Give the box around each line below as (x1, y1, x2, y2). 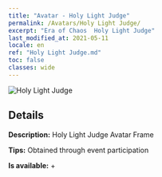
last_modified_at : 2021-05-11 (8, 33, 109, 42)
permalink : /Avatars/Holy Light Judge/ (8, 19, 141, 27)
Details (8, 108, 44, 122)
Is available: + (8, 160, 56, 170)
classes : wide (8, 64, 56, 72)
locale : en (8, 41, 45, 49)
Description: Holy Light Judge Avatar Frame (8, 129, 154, 140)
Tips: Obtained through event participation (8, 145, 149, 155)
